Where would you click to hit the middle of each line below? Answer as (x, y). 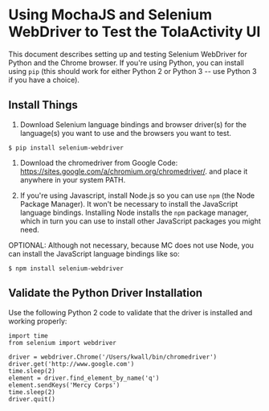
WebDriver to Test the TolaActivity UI (134, 32)
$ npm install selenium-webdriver (66, 268)
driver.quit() (32, 399)
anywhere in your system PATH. (73, 179)
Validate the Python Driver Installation (106, 293)
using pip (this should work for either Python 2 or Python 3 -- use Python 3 (132, 71)
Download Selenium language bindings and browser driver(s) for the (133, 124)
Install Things (43, 105)
